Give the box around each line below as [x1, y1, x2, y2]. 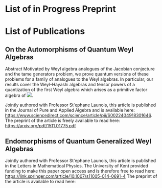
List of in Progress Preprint [5, 3, 116, 15]
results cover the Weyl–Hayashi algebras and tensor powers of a [5, 82, 135, 88]
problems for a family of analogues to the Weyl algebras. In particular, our [5, 76, 154, 82]
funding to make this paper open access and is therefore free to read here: [5, 168, 156, 174]
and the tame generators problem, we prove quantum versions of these [5, 71, 149, 77]
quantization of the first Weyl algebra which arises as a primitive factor [5, 87, 148, 93]
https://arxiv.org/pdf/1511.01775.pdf [5, 123, 76, 129]
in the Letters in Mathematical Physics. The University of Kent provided [5, 163, 148, 168]
